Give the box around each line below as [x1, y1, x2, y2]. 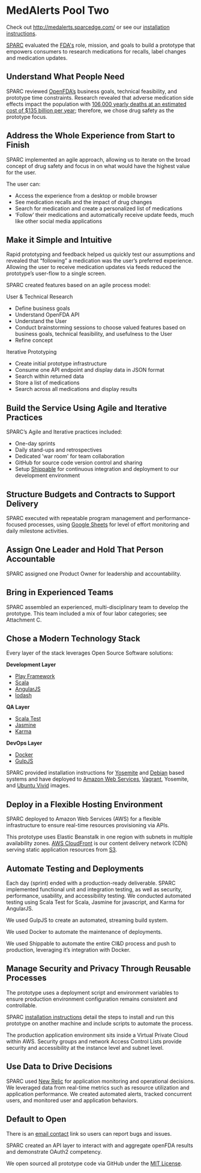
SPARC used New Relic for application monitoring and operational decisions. [6, 1078, 195, 1085]
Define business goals [14, 305, 70, 312]
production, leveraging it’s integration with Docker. [6, 947, 131, 954]
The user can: [6, 180, 41, 187]
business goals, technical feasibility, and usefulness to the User [14, 330, 173, 338]
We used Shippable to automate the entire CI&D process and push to [6, 940, 176, 947]
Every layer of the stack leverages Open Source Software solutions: [6, 649, 173, 656]
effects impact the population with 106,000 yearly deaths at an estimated [6, 100, 187, 108]
